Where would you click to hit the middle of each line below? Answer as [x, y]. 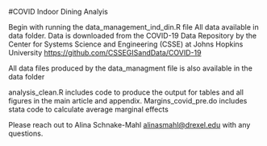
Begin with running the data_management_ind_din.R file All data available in [134, 27]
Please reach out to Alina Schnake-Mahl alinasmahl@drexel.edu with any [129, 125]
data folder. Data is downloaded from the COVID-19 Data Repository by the [133, 36]
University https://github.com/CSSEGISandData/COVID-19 [105, 53]
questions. [26, 133]
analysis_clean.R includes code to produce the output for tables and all [126, 92]
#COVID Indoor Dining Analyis [58, 12]
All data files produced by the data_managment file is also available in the [130, 68]
